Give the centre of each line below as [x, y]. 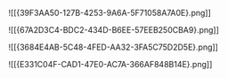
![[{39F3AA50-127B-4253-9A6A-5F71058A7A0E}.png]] [110, 13]
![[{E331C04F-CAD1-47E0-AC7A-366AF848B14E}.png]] [110, 64]
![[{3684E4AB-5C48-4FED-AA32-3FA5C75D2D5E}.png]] [114, 47]
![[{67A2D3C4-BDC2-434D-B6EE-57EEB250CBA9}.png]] [114, 30]
